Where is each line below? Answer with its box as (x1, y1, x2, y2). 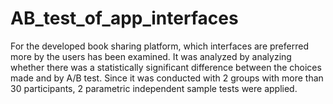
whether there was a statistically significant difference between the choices (10, 61, 322, 73)
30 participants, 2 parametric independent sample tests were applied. (10, 82, 298, 94)
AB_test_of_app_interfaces (10, 7, 239, 30)
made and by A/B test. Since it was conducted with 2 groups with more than (10, 72, 324, 84)
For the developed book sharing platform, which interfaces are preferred (10, 40, 309, 52)
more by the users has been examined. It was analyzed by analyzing (10, 50, 292, 62)
